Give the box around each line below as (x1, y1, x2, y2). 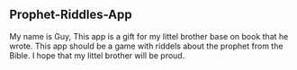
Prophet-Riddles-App (9, 7, 132, 22)
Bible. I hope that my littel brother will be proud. (9, 49, 185, 61)
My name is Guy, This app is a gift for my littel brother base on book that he (9, 31, 289, 41)
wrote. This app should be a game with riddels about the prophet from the (9, 40, 283, 51)
